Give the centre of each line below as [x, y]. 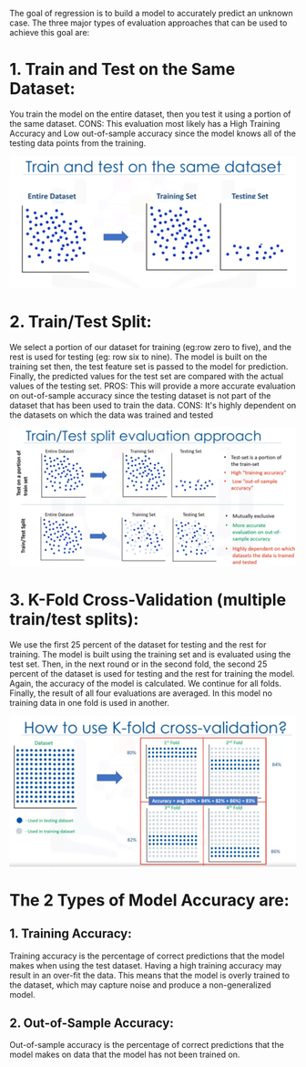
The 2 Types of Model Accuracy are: [149, 900]
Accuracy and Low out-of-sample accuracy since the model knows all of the [153, 133]
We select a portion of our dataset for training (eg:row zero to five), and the [151, 347]
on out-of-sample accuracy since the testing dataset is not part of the [140, 395]
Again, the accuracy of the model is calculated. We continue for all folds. [146, 683]
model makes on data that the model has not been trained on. [125, 1055]
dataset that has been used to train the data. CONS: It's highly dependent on [153, 405]
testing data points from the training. [78, 143]
